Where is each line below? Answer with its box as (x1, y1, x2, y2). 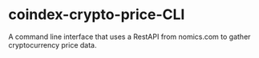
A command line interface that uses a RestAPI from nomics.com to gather (8, 32, 251, 41)
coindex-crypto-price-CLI (8, 6, 185, 24)
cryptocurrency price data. (8, 40, 97, 49)
